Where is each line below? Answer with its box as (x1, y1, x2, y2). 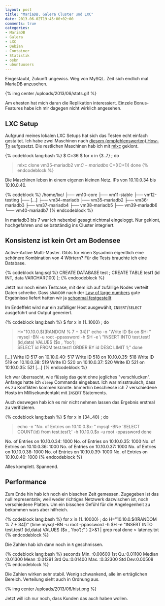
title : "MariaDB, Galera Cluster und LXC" (5, 12, 94, 17)
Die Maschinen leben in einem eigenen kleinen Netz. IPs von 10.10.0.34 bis (5, 177, 156, 183)
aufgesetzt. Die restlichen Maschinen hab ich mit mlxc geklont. (11, 143, 139, 149)
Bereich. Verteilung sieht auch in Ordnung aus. (5, 576, 100, 582)
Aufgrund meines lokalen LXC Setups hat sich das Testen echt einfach (5, 133, 148, 138)
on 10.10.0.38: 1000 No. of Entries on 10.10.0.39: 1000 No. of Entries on (5, 449, 148, 455)
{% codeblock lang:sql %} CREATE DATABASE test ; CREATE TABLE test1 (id (5, 269, 160, 275)
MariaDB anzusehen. (5, 81, 48, 87)
